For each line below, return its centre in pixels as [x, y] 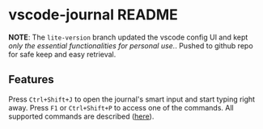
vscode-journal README [93, 15]
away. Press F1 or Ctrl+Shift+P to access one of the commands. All [121, 107]
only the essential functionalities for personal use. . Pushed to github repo [131, 45]
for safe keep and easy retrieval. [62, 54]
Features [31, 79]
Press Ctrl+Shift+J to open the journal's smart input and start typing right [132, 99]
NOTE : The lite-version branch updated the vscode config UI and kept [128, 37]
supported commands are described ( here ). [81, 116]
